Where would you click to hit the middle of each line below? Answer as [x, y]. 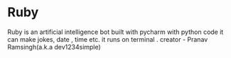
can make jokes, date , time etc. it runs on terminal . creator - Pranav [108, 39]
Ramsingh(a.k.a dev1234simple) [54, 47]
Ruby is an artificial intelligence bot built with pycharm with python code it [116, 32]
